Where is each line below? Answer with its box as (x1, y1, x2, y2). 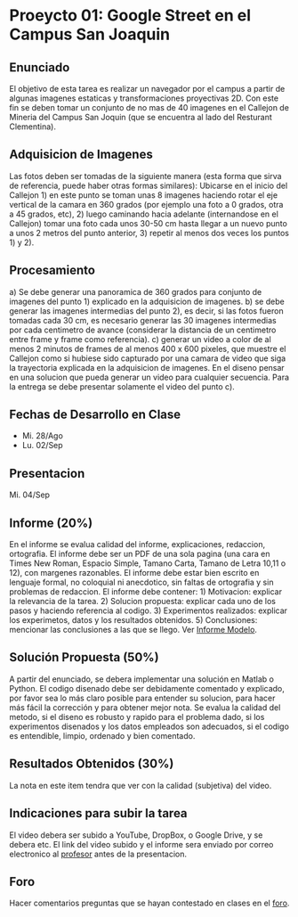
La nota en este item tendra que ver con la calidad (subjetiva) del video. (9, 780, 272, 790)
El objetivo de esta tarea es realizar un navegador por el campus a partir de (9, 84, 286, 94)
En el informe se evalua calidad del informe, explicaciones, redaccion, (9, 539, 265, 550)
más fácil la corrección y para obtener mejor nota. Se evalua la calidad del (9, 701, 281, 713)
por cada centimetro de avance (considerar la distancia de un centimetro (9, 324, 277, 335)
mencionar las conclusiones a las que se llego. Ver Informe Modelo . (9, 625, 258, 635)
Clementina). (9, 121, 56, 132)
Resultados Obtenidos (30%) (9, 757, 174, 772)
